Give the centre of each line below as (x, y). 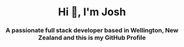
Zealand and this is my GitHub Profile (92, 38)
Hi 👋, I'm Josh (92, 12)
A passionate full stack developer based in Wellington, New (92, 31)
